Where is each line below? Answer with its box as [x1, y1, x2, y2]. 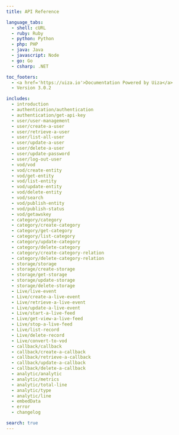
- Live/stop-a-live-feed [11, 321, 73, 327]
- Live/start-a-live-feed [11, 310, 76, 317]
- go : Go [11, 57, 33, 64]
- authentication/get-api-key [11, 112, 86, 118]
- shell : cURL [11, 25, 46, 31]
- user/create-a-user [11, 123, 65, 129]
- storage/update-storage [11, 278, 76, 283]
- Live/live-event [11, 288, 57, 294]
